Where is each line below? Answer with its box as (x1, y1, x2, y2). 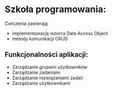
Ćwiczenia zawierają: (5, 20, 49, 26)
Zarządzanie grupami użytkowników (12, 64, 88, 70)
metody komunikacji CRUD (12, 36, 68, 42)
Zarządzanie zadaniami (12, 69, 61, 75)
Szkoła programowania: (5, 4, 106, 15)
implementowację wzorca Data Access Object (12, 30, 108, 36)
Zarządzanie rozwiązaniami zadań (12, 75, 83, 81)
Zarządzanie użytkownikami (12, 80, 71, 86)
